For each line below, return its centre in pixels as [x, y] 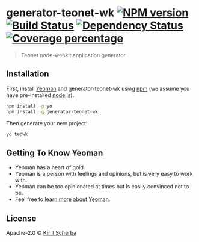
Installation [28, 74]
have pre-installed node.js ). [40, 95]
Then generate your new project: [47, 123]
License [21, 218]
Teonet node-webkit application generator [73, 55]
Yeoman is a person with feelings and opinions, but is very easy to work [104, 174]
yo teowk [17, 134]
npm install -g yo [29, 106]
